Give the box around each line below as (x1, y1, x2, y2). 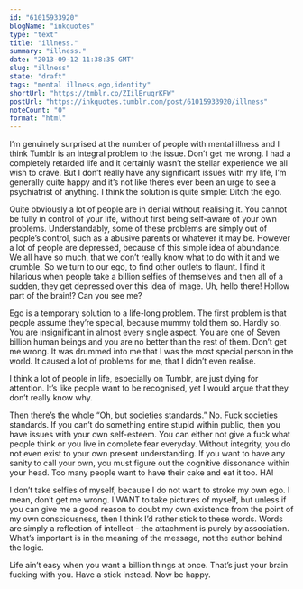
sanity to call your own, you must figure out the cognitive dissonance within (9, 457, 290, 469)
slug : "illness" (9, 64, 70, 73)
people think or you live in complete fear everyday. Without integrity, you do (9, 438, 291, 449)
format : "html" (9, 114, 67, 123)
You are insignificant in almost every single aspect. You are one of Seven (9, 327, 280, 338)
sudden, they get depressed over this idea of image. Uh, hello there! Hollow (9, 281, 290, 291)
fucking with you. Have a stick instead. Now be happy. (9, 569, 211, 580)
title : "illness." (9, 38, 78, 48)
